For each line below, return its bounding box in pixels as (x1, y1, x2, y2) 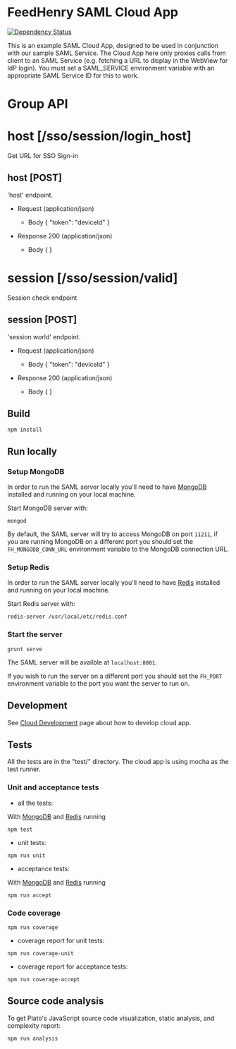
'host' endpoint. (7, 190, 54, 199)
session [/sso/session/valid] (7, 270, 178, 286)
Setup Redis (7, 562, 50, 572)
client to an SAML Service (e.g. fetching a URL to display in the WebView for (7, 56, 228, 64)
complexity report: (7, 1021, 61, 1030)
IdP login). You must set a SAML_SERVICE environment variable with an (7, 63, 215, 72)
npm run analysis (7, 1035, 58, 1042)
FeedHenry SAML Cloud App (7, 4, 178, 20)
